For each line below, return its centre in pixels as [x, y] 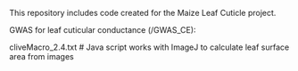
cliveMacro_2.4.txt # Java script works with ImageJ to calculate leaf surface [149, 47]
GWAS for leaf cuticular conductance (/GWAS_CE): [103, 30]
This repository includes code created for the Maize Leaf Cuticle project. [143, 13]
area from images [41, 56]
